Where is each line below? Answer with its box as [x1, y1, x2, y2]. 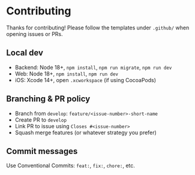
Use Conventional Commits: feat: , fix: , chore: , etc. [6, 162, 135, 169]
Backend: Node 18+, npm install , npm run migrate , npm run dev [14, 64, 172, 71]
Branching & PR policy [6, 94, 91, 104]
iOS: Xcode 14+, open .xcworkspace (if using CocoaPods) [14, 76, 157, 83]
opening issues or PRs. [6, 30, 63, 37]
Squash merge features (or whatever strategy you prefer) [14, 129, 157, 136]
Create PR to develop [14, 116, 67, 123]
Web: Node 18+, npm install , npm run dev [14, 70, 119, 77]
